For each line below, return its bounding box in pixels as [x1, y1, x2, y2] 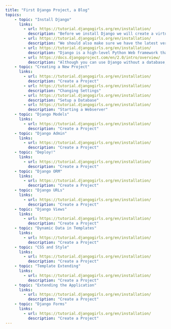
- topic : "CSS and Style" [14, 244, 70, 250]
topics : [5, 12, 22, 17]
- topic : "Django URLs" [14, 188, 65, 193]
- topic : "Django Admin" [14, 131, 67, 136]
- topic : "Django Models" [14, 112, 70, 117]
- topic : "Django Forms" [14, 301, 67, 307]
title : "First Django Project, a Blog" [5, 7, 90, 13]
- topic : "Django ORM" [14, 169, 63, 174]
